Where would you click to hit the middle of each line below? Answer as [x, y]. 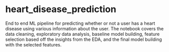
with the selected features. [34, 44]
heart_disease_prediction [61, 9]
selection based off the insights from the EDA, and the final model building [84, 39]
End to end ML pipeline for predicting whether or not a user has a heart [80, 23]
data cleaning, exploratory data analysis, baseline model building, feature [82, 34]
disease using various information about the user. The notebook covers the [84, 28]
